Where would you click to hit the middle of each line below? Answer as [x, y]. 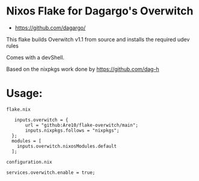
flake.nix [19, 109]
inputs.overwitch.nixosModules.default [67, 146]
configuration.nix [29, 162]
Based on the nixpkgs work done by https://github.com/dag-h [83, 69]
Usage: [25, 94]
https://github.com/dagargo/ [50, 28]
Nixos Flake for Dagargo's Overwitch [100, 11]
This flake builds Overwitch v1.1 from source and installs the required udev [98, 39]
